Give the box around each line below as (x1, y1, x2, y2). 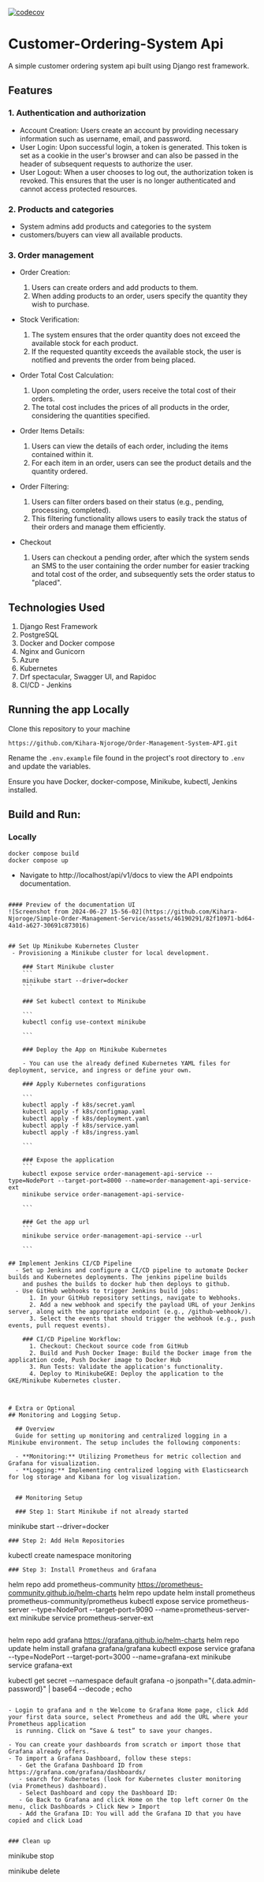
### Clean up (8, 1837, 51, 1845)
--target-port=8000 (58, 1177, 122, 1185)
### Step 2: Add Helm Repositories (8, 1537, 125, 1545)
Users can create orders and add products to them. (31, 283, 199, 292)
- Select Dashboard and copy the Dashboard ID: (18, 1789, 178, 1797)
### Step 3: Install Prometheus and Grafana (8, 1565, 157, 1574)
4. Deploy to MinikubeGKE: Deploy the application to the (28, 1370, 224, 1378)
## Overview (15, 1425, 55, 1433)
